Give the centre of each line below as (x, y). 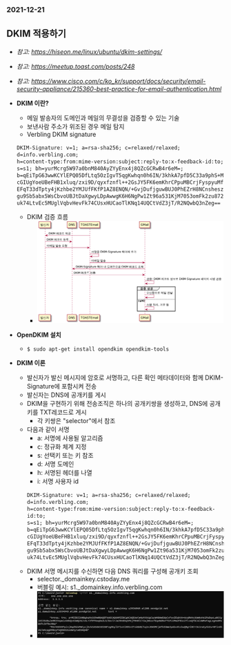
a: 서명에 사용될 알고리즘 (70, 438)
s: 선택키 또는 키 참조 (65, 455)
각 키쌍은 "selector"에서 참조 (76, 420)
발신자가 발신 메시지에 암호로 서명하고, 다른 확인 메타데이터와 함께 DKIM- (125, 377)
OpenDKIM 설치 (39, 335)
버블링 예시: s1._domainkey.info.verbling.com (100, 587)
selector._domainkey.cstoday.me (83, 579)
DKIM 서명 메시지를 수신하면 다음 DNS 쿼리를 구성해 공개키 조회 (112, 571)
